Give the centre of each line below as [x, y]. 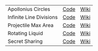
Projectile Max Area [31, 25]
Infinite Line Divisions [33, 17]
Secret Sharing [25, 41]
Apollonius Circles [29, 9]
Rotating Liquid [25, 33]
